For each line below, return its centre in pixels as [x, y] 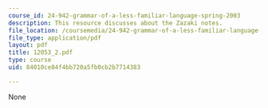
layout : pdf [28, 45]
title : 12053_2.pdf [41, 52]
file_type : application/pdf [55, 38]
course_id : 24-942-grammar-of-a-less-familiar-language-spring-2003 [124, 15]
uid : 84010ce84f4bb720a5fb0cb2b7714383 [75, 67]
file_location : [33, 30]
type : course [30, 60]
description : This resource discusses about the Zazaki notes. [116, 23]
